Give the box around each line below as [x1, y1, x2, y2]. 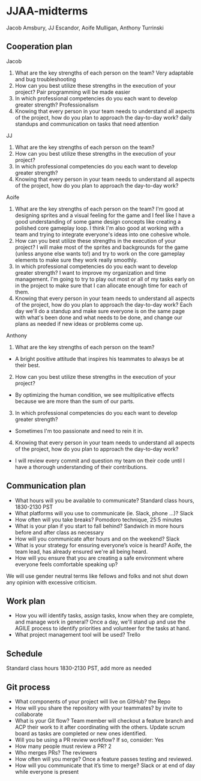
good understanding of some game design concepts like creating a [14, 218, 181, 225]
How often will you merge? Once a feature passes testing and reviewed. [14, 756, 193, 762]
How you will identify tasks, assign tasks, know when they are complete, [14, 612, 194, 619]
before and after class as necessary [14, 528, 104, 536]
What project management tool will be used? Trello [14, 631, 141, 639]
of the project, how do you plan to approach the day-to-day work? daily [14, 114, 192, 121]
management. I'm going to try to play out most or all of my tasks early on [14, 275, 195, 283]
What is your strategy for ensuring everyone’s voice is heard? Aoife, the [14, 541, 192, 548]
